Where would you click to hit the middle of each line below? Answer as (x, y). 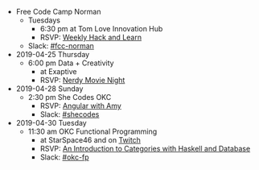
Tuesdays (44, 20)
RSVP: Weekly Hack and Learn (91, 37)
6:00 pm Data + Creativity (71, 63)
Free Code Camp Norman (58, 12)
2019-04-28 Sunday (49, 89)
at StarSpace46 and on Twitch (90, 140)
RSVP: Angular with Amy (81, 106)
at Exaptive (58, 71)
